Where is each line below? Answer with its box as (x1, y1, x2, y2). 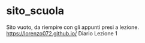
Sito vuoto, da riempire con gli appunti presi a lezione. (6, 24, 140, 31)
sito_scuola (6, 4, 65, 18)
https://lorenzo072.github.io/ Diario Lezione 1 (6, 29, 118, 37)
